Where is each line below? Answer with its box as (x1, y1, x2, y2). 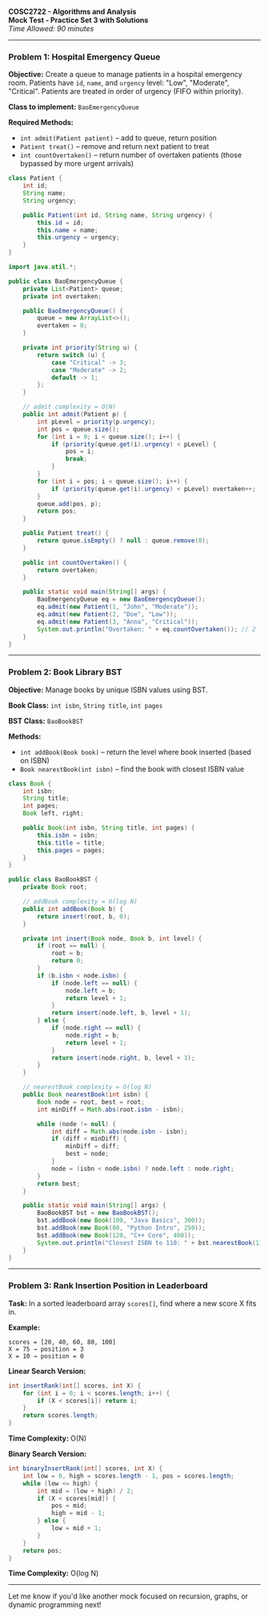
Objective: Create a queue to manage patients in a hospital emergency (8, 70, 243, 79)
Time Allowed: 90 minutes (8, 24, 94, 33)
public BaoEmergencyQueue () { (22, 306, 124, 315)
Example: (8, 1323, 41, 1332)
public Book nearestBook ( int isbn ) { (22, 1091, 149, 1099)
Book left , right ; (22, 809, 84, 817)
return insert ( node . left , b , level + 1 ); (50, 1009, 192, 1017)
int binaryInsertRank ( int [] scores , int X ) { (8, 1465, 163, 1473)
